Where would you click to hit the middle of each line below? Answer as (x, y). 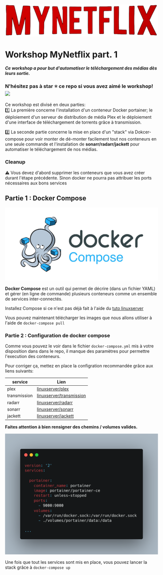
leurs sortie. (17, 73)
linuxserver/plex (53, 389)
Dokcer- (143, 132)
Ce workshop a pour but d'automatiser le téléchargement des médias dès (81, 68)
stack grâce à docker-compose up (38, 567)
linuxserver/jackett (55, 416)
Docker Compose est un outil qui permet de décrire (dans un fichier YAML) (80, 288)
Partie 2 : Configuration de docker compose (57, 336)
